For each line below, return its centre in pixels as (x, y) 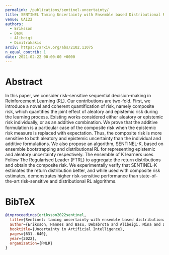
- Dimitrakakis (26, 43)
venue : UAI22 (19, 19)
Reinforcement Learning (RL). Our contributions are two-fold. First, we (78, 101)
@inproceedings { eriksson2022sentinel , (46, 215)
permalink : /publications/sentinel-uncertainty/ (57, 10)
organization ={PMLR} (31, 243)
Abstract (24, 82)
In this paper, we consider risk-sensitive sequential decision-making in (78, 96)
